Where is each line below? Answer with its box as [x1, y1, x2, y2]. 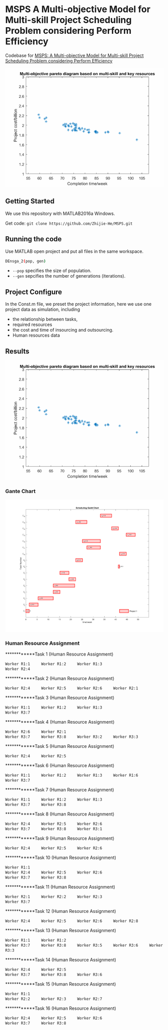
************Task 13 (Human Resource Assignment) [5, 928, 117, 934]
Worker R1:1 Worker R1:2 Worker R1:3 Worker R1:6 [5, 773, 138, 778]
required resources [12, 321, 52, 328]
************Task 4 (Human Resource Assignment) [5, 719, 115, 725]
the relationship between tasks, [12, 316, 78, 322]
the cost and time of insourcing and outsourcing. [12, 327, 114, 333]
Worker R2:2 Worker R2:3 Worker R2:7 [5, 997, 102, 1002]
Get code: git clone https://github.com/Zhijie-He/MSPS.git [5, 220, 133, 226]
